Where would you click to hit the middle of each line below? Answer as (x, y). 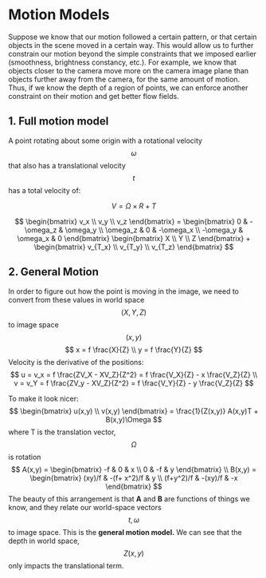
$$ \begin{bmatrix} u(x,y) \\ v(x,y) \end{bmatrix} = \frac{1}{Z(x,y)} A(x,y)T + (134, 411)
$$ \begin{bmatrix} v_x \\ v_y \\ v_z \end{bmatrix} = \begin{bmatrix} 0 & (131, 221)
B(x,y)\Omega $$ (134, 419)
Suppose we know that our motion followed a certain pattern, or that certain (133, 37)
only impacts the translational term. (66, 565)
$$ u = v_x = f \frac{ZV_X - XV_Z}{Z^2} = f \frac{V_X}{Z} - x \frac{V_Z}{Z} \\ (134, 374)
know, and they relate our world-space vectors (85, 507)
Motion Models (59, 15)
